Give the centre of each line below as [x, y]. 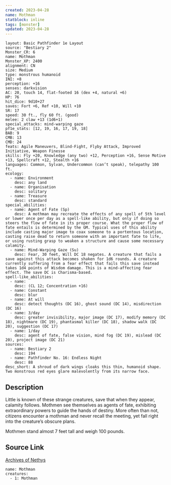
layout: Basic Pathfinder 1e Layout [44, 43]
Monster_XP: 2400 [24, 61]
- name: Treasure [28, 196]
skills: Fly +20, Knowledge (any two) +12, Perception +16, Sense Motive [86, 156]
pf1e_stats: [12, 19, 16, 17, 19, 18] [47, 129]
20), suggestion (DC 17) [32, 327]
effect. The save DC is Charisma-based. [49, 273]
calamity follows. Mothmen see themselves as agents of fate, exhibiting [81, 405]
